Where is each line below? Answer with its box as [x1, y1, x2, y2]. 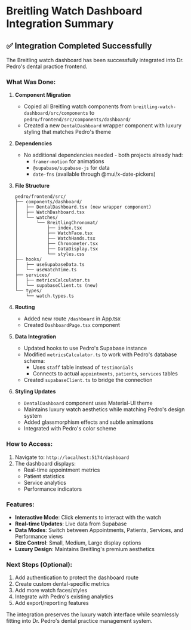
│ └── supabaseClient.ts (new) [14, 283, 98, 289]
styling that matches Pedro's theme [23, 129, 112, 136]
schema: [23, 357, 45, 365]
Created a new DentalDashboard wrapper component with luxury [23, 122, 182, 129]
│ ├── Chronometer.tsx [14, 241, 98, 247]
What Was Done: [6, 78, 56, 86]
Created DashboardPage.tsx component [23, 322, 121, 329]
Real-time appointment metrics [23, 466, 100, 473]
